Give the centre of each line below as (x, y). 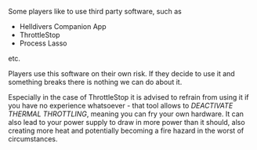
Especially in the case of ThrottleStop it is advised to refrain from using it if (128, 97)
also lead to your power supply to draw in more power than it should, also (127, 122)
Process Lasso (43, 43)
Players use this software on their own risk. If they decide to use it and (121, 73)
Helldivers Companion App (63, 26)
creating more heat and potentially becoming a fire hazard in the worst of (126, 130)
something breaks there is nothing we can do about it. (95, 82)
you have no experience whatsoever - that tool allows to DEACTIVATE (121, 106)
